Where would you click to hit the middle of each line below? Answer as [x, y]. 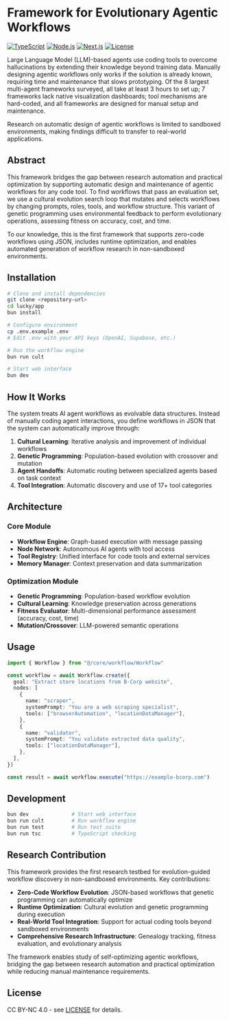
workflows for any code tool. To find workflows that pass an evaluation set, [113, 191]
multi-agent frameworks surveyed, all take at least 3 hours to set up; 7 [106, 89]
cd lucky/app [26, 306]
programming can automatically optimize [75, 900]
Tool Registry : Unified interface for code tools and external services [113, 556]
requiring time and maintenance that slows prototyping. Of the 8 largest [108, 81]
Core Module [29, 526]
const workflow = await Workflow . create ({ [69, 675]
